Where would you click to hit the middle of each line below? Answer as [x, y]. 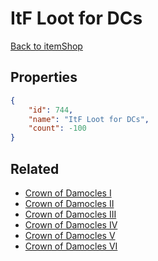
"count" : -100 [57, 128]
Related [35, 168]
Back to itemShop [46, 46]
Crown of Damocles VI [71, 246]
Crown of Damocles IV [71, 224]
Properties [44, 77]
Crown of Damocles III [70, 214]
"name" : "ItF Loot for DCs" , [89, 119]
